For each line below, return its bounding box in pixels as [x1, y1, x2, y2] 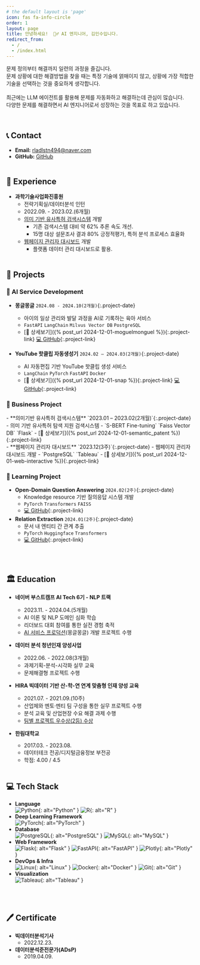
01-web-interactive [6, 457, 53, 465]
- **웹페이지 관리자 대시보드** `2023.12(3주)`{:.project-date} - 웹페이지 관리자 [6, 444, 191, 451]
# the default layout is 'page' [6, 8, 87, 15]
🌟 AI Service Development [6, 287, 84, 296]
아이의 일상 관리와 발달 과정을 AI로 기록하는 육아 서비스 [23, 315, 152, 322]
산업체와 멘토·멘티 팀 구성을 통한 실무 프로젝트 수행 [23, 702, 142, 709]
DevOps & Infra [14, 857, 54, 865]
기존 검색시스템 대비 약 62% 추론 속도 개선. [32, 223, 134, 230]
